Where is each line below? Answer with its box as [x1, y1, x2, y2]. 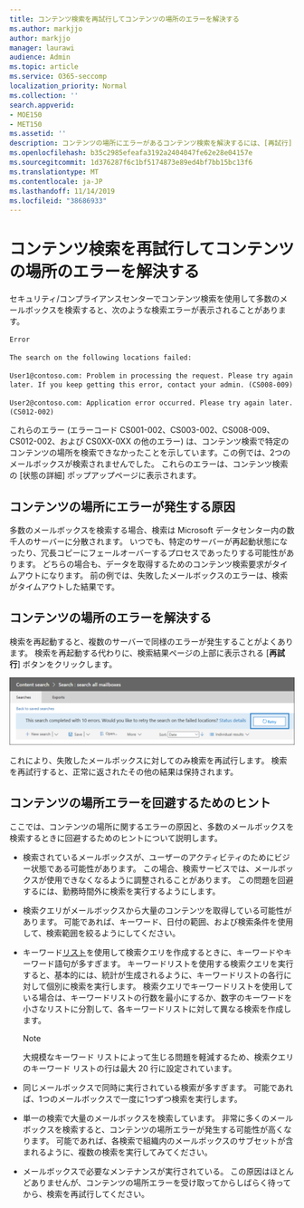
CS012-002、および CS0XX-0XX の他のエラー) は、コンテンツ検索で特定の [9, 436, 290, 447]
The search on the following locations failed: [9, 353, 193, 362]
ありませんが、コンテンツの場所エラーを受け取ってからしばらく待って [30, 1177, 291, 1188]
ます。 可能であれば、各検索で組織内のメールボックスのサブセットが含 [30, 1135, 294, 1146]
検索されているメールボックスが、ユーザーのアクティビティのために [22, 851, 275, 862]
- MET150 [9, 120, 43, 129]
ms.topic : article [9, 62, 79, 72]
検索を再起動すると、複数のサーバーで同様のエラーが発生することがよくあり [9, 636, 294, 647]
